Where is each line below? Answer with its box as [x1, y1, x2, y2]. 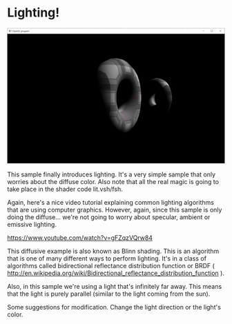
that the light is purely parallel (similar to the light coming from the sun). [7, 290, 211, 298]
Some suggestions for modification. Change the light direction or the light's [7, 303, 221, 312]
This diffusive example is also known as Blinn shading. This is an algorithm [7, 247, 220, 256]
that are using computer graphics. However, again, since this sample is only [7, 205, 222, 214]
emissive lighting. [7, 221, 57, 229]
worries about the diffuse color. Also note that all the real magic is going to [7, 178, 220, 186]
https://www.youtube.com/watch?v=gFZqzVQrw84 [7, 234, 153, 242]
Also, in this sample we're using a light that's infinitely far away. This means [7, 283, 222, 291]
